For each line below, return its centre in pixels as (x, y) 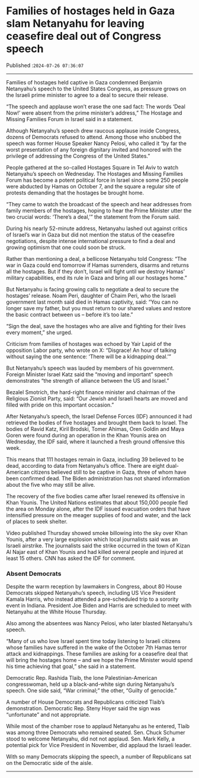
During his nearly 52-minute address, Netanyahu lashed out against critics (97, 228)
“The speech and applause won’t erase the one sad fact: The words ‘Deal (96, 106)
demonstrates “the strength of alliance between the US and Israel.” (88, 380)
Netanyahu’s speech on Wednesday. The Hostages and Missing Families (95, 174)
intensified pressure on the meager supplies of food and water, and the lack (99, 515)
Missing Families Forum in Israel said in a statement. (70, 119)
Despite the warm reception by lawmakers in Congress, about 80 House (94, 587)
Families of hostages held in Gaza (91, 11)
